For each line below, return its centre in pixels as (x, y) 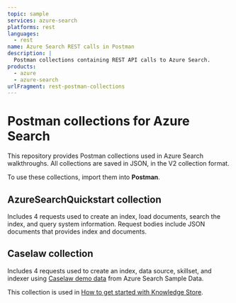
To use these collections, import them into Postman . (84, 177)
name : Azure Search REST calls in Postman (71, 47)
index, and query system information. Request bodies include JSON (106, 224)
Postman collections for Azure (99, 121)
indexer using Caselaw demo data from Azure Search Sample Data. (106, 278)
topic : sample (28, 14)
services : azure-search (43, 21)
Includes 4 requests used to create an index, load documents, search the (114, 216)
